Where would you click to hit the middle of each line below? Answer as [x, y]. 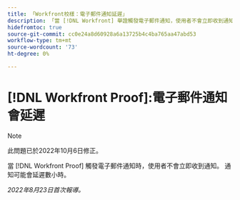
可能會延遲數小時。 [41, 174]
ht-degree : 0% [29, 54]
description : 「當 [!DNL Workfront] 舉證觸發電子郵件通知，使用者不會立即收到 [115, 21]
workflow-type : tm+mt [40, 41]
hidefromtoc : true [35, 27]
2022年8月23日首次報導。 [46, 189]
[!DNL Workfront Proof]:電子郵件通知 [117, 98]
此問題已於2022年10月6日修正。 [55, 150]
